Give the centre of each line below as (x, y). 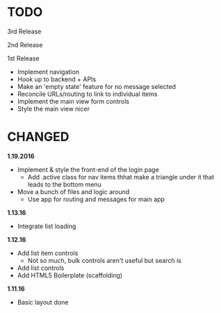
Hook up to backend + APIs (57, 79)
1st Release (23, 58)
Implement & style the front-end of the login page (88, 169)
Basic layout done (43, 302)
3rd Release (24, 31)
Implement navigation (48, 72)
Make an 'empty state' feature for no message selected (96, 86)
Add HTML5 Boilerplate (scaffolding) (70, 275)
